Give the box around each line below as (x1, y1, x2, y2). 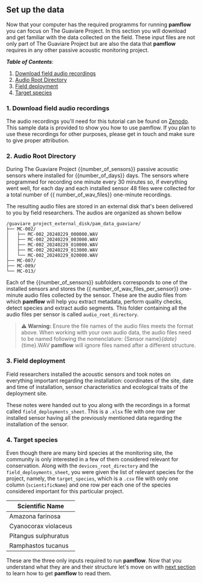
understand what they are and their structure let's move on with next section (6, 563, 196, 570)
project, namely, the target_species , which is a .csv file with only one (6, 475, 179, 482)
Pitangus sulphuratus (9, 532, 69, 540)
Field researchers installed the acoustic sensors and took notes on (6, 370, 171, 378)
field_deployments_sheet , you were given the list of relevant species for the (6, 469, 194, 475)
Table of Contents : (6, 58, 54, 65)
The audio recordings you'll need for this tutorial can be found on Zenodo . (6, 117, 189, 125)
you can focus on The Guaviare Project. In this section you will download (6, 27, 186, 34)
